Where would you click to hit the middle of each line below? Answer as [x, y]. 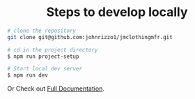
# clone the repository [42, 31]
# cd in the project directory [53, 49]
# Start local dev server [45, 69]
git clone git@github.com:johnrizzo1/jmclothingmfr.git [90, 37]
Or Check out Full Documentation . [56, 89]
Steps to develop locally [117, 12]
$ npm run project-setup [43, 56]
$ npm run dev [28, 75]
